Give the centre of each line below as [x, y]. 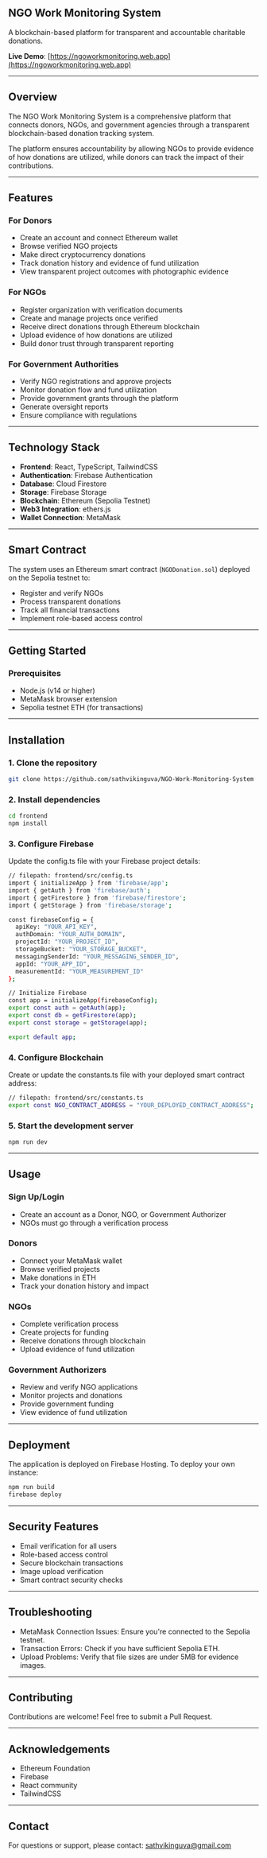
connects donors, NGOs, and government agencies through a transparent [129, 124]
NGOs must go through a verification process [94, 1222]
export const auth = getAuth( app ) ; [67, 1008]
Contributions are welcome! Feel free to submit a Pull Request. [110, 1716]
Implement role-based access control [81, 618]
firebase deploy [35, 1495]
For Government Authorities [64, 363]
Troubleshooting [50, 1613]
